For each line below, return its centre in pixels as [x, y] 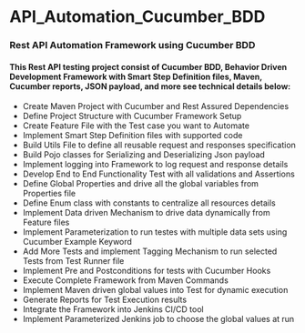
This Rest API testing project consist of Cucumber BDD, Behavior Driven [148, 66]
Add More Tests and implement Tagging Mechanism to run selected [150, 251]
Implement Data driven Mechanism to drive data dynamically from [146, 213]
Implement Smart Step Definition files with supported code [132, 136]
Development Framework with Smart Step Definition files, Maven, [136, 76]
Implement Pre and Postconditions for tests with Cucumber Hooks [147, 271]
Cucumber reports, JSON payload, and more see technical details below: [150, 86]
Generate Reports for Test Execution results [105, 300]
